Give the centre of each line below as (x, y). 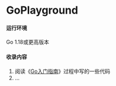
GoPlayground (42, 10)
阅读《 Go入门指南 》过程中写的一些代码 (62, 71)
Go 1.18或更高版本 (28, 42)
